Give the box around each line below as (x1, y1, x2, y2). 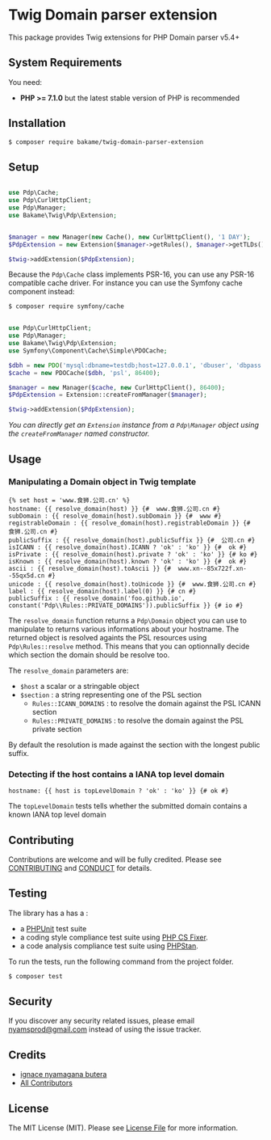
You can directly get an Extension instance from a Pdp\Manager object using (8, 420, 260, 430)
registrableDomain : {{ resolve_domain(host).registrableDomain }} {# (8, 519, 251, 527)
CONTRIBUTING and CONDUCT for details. (8, 863, 152, 872)
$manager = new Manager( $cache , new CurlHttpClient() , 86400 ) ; (8, 383, 226, 391)
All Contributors (19, 1078, 73, 1088)
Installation (8, 116, 66, 130)
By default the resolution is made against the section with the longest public (8, 740, 261, 749)
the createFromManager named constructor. (8, 429, 150, 438)
